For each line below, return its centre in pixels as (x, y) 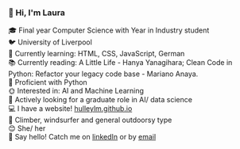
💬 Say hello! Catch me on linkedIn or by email (82, 137)
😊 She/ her (27, 128)
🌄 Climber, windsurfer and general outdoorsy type (90, 120)
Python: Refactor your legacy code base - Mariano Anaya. (103, 74)
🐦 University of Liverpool (50, 42)
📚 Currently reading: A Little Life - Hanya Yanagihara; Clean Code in (120, 63)
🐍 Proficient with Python (48, 82)
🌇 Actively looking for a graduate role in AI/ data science (101, 100)
